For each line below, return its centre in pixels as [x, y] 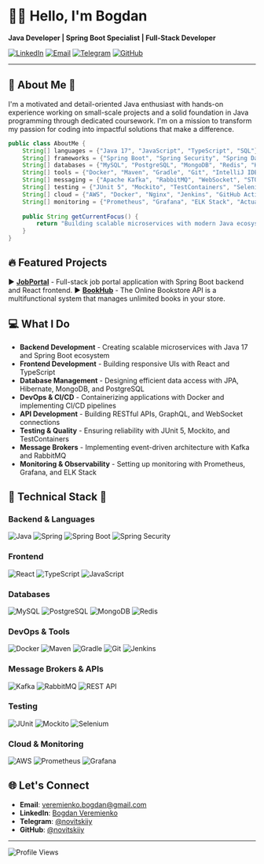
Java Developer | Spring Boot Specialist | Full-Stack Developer [112, 38]
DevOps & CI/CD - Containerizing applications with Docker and [122, 397]
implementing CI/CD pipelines [68, 405]
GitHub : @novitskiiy [52, 829]
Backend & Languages [52, 519]
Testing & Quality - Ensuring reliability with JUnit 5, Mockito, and [125, 430]
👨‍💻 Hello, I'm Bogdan [78, 16]
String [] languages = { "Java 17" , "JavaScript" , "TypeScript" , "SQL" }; [142, 151]
